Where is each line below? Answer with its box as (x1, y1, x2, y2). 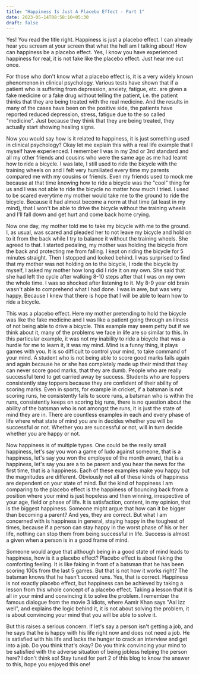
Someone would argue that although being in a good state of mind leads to (6, 548, 189, 556)
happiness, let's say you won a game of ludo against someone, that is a (6, 448, 181, 455)
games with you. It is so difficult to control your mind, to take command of (6, 348, 187, 355)
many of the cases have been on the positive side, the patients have (6, 105, 173, 112)
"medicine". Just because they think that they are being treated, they (6, 117, 175, 124)
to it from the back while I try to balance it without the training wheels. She (6, 235, 188, 242)
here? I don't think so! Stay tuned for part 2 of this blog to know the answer (6, 654, 190, 661)
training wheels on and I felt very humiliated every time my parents (6, 167, 169, 174)
